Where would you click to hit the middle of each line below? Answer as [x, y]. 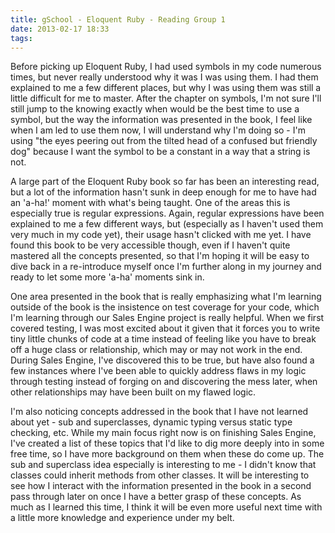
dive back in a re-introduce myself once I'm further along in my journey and [166, 267]
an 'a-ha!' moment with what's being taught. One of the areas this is [150, 203]
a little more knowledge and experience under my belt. [122, 518]
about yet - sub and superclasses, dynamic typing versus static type [151, 422]
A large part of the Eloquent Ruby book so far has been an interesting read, [165, 182]
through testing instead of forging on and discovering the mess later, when [164, 382]
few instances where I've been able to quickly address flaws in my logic [158, 371]
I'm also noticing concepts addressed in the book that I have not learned [159, 412]
